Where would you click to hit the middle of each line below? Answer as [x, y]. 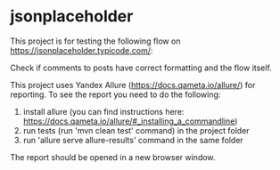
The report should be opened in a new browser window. [113, 157]
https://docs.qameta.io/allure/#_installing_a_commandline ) [130, 121]
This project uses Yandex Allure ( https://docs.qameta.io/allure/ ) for [133, 85]
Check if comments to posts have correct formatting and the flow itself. [141, 68]
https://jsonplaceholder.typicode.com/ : [82, 50]
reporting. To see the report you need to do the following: [115, 94]
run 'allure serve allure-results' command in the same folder [133, 140]
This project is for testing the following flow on [95, 41]
